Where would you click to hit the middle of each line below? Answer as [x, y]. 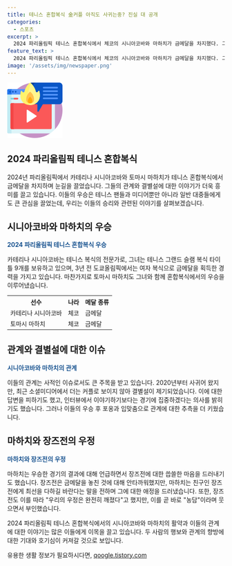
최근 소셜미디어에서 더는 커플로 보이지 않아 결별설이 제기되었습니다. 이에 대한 [119, 391]
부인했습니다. [43, 508]
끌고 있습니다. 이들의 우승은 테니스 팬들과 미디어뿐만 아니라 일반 [105, 194]
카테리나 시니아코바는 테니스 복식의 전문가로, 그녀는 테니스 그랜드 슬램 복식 [108, 259]
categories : [24, 22]
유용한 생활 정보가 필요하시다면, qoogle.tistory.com [77, 555]
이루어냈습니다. [28, 285]
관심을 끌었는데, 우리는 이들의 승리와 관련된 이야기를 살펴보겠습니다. [113, 203]
